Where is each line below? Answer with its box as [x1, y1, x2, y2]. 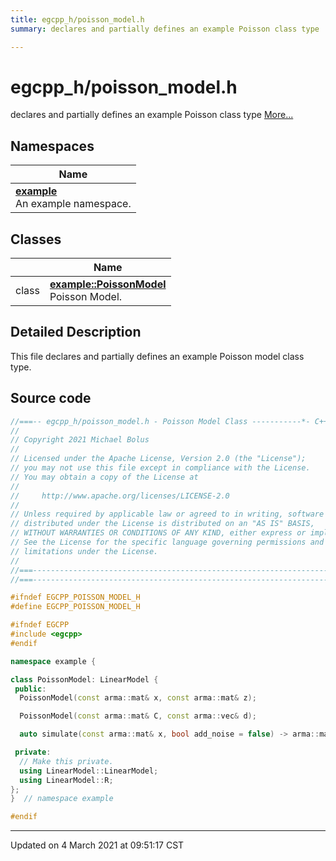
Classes [10, 231, 62, 248]
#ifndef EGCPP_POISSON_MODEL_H [10, 592, 141, 603]
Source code [10, 390, 92, 407]
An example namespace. [15, 197, 132, 211]
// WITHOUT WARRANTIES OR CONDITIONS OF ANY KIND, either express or [10, 528, 307, 538]
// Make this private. [19, 756, 114, 766]
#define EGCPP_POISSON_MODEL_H [10, 602, 141, 612]
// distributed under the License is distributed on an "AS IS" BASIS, [10, 519, 315, 529]
